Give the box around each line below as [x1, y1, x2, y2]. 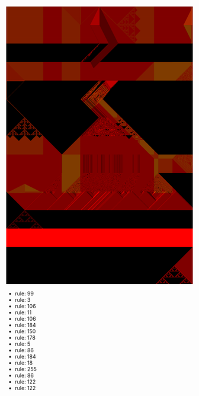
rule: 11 [14, 309, 32, 316]
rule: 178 [14, 334, 36, 341]
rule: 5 [14, 340, 31, 347]
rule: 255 [14, 366, 37, 373]
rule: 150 [14, 328, 36, 335]
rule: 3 [14, 296, 31, 304]
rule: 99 [14, 290, 34, 297]
